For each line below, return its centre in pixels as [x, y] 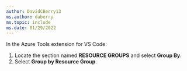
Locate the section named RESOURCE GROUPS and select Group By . [98, 55]
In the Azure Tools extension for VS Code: [56, 44]
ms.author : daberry [30, 17]
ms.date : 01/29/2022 [31, 28]
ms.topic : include [28, 22]
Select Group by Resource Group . [56, 62]
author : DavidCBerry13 [34, 11]
